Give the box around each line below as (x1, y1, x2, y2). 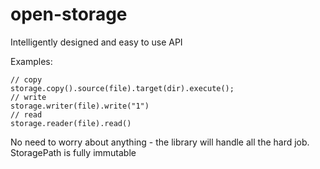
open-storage (10, 3, 128, 26)
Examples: (10, 55, 53, 67)
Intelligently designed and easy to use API (10, 36, 183, 48)
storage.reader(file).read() (10, 118, 132, 128)
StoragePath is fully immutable (10, 146, 137, 158)
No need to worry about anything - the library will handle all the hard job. (10, 136, 310, 148)
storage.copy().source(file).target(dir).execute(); (10, 83, 235, 93)
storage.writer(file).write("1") (10, 101, 150, 111)
